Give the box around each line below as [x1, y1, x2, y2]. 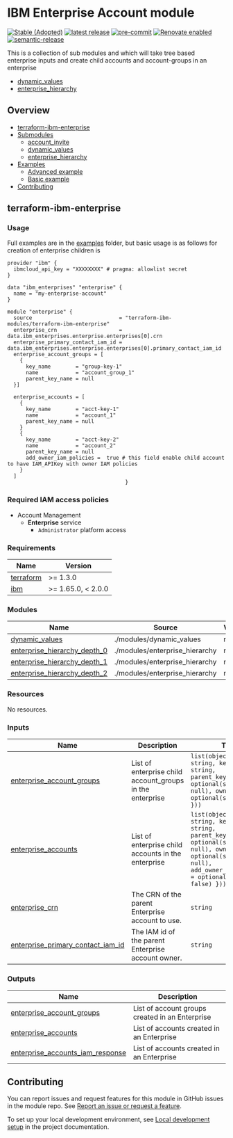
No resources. [7, 705, 48, 714]
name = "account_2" [25, 442, 116, 449]
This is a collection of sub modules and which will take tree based [7, 49, 196, 57]
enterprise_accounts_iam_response [10, 1048, 127, 1058]
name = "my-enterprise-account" [13, 290, 107, 297]
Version [65, 561, 92, 571]
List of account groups [132, 1004, 207, 1013]
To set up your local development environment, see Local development [7, 1115, 210, 1124]
